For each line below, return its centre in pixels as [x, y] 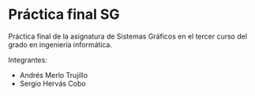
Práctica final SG [64, 15]
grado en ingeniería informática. [60, 44]
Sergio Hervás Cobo [52, 83]
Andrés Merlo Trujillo [54, 75]
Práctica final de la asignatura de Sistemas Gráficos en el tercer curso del [127, 36]
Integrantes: [28, 60]
